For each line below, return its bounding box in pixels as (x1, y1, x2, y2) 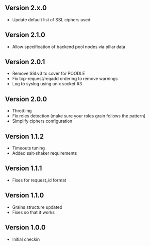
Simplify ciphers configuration (12, 118, 73, 124)
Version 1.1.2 (5, 132, 44, 140)
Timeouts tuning (12, 145, 45, 151)
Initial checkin (12, 236, 40, 242)
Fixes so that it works (12, 209, 55, 215)
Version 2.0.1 (5, 58, 45, 66)
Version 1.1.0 (5, 191, 44, 199)
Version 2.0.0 (5, 95, 47, 103)
